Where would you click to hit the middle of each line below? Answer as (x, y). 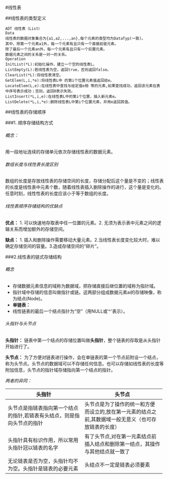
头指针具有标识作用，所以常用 (43, 440)
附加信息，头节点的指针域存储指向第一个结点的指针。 (60, 370)
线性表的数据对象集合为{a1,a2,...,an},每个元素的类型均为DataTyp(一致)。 (75, 38)
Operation (16, 59)
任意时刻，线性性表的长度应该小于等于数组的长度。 (58, 194)
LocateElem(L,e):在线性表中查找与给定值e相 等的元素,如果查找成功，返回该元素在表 (83, 86)
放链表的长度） (102, 427)
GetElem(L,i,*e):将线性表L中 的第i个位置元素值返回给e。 (60, 80)
